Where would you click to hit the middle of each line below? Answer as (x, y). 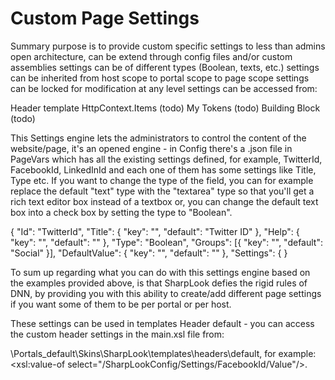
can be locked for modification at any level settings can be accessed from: (164, 88)
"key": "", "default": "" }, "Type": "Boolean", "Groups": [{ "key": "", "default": (166, 242)
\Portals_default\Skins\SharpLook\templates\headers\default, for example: (163, 353)
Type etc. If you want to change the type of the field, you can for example (162, 180)
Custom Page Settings (105, 18)
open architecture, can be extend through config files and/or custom (151, 56)
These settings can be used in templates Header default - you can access (162, 323)
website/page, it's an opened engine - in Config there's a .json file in (151, 148)
